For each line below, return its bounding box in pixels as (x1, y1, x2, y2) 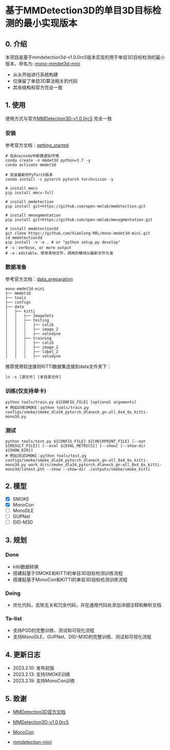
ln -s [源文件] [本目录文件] (5, 374, 62, 380)
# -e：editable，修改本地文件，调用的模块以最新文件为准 (5, 251, 114, 256)
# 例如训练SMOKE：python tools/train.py (5, 405, 89, 410)
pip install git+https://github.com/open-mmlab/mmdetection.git (5, 204, 146, 209)
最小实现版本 (23, 17, 78, 29)
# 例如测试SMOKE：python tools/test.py (5, 453, 87, 458)
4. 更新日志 (5, 650, 41, 659)
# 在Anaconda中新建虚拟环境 (5, 154, 59, 159)
